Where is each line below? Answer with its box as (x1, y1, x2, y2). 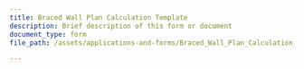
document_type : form (9, 30, 88, 39)
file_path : (9, 38, 51, 47)
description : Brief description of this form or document (9, 22, 233, 30)
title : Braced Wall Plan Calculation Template (9, 13, 188, 22)
